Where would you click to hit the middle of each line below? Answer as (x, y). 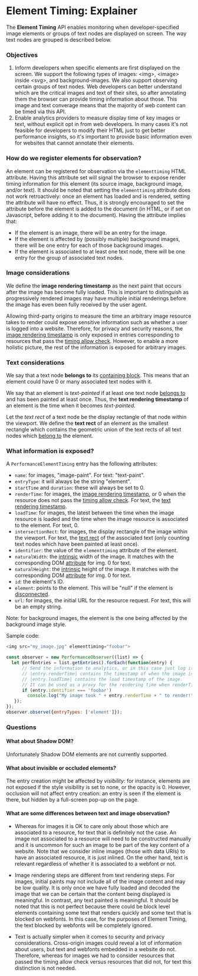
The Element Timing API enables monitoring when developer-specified (93, 27)
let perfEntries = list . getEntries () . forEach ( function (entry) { (92, 663)
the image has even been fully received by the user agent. (77, 304)
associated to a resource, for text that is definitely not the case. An (95, 833)
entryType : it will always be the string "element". (73, 482)
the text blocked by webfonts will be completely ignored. (83, 925)
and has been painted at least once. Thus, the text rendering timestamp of (98, 400)
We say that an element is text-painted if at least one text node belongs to (96, 393)
